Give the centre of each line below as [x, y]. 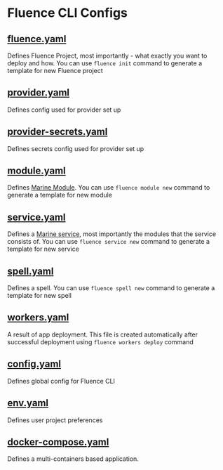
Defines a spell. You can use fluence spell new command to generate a [111, 288]
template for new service [43, 249]
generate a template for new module [60, 195]
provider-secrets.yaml [58, 132]
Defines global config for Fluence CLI [61, 381]
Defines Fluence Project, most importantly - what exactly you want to [107, 56]
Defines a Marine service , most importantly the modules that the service [111, 234]
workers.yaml [38, 318]
